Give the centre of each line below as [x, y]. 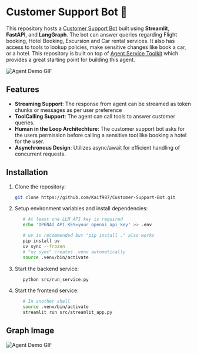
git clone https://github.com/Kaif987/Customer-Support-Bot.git [95, 197]
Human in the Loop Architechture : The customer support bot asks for [100, 128]
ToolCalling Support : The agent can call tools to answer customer [95, 116]
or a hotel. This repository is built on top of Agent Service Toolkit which [92, 53]
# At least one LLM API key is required [73, 219]
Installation [27, 172]
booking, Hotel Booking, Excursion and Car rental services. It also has [91, 41]
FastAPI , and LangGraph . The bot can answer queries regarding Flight [92, 34]
